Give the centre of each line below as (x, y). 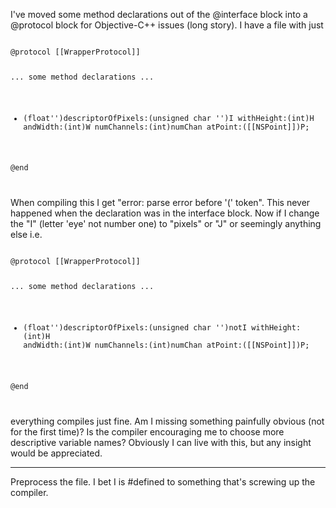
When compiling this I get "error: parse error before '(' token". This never (160, 203)
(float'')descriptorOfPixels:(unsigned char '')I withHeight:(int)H (169, 118)
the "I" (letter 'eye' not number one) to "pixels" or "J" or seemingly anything (166, 224)
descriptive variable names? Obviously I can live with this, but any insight (161, 442)
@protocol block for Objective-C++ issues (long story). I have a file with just (167, 25)
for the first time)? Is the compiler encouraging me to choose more (147, 431)
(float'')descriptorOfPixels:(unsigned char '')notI (135, 328)
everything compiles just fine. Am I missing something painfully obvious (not (167, 421)
